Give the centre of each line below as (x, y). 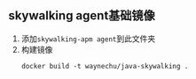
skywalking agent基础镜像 (82, 16)
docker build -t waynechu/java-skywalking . (105, 66)
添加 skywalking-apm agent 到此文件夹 (88, 39)
